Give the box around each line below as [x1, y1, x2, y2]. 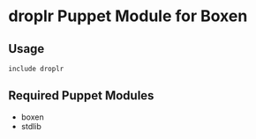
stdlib [20, 121, 41, 131]
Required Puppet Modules [8, 88, 154, 103]
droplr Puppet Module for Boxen [8, 6, 248, 26]
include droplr [8, 64, 64, 73]
